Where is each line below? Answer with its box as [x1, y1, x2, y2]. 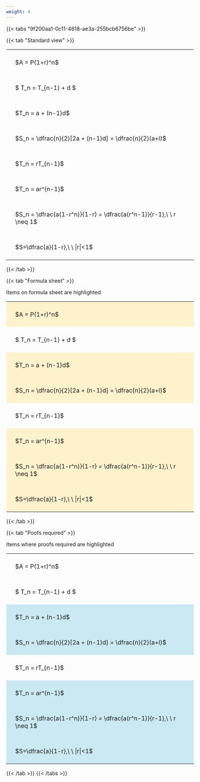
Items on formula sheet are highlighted [6, 288, 101, 295]
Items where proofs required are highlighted [6, 540, 114, 548]
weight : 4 [6, 8, 31, 15]
